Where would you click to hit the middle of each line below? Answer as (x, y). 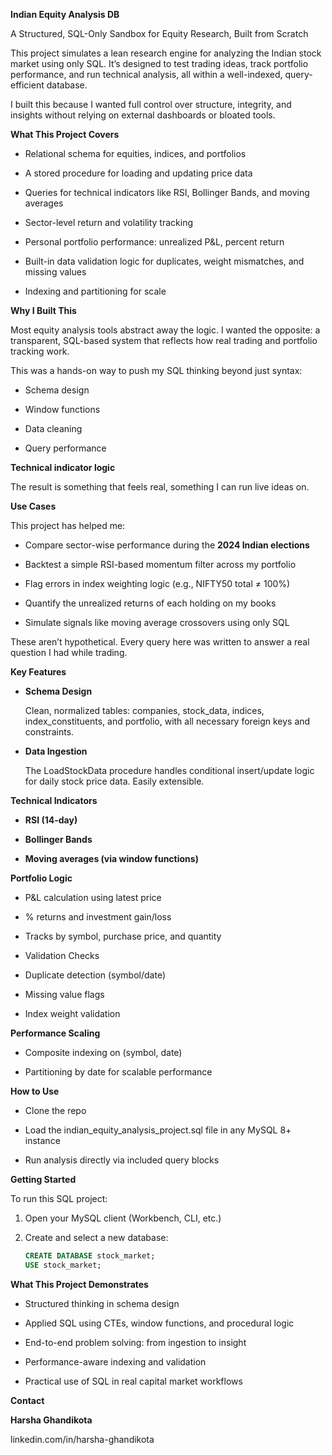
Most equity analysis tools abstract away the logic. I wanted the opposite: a (165, 330)
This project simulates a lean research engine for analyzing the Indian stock (166, 53)
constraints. (49, 732)
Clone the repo (55, 1110)
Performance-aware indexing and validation (115, 1361)
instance (42, 1140)
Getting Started (43, 1179)
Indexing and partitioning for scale (95, 291)
